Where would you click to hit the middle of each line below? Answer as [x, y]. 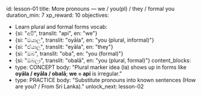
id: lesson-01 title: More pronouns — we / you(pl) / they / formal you [90, 9]
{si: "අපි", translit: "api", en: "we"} [56, 33]
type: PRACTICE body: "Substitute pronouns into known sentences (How [105, 80]
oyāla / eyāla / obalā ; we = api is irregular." [68, 74]
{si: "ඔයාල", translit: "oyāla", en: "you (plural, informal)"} [84, 40]
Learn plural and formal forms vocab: [61, 27]
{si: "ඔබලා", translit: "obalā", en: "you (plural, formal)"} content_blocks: [103, 60]
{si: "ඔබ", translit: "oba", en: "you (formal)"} [69, 53]
